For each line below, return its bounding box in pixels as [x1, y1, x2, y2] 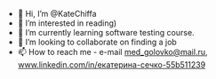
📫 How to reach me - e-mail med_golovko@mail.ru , [17, 47, 208, 57]
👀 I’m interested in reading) [17, 18, 117, 28]
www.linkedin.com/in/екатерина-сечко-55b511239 [17, 59, 206, 70]
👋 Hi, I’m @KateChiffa [17, 9, 97, 19]
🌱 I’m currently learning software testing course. [17, 28, 195, 37]
